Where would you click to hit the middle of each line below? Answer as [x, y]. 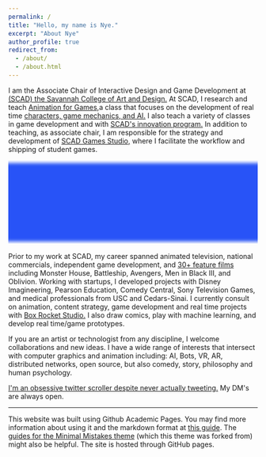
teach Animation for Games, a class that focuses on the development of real [131, 107]
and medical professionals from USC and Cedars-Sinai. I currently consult [129, 298]
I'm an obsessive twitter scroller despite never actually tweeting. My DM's [129, 387]
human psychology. [40, 372]
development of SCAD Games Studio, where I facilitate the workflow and [127, 141]
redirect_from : [33, 50]
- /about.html [38, 67]
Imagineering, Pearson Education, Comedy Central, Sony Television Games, [132, 290]
